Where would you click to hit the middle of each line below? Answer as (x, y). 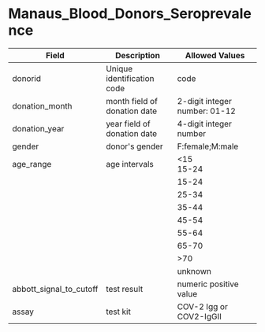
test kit (119, 312)
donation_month (42, 105)
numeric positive (208, 284)
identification (130, 78)
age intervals (130, 164)
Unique (119, 68)
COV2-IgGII (200, 316)
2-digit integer (205, 101)
